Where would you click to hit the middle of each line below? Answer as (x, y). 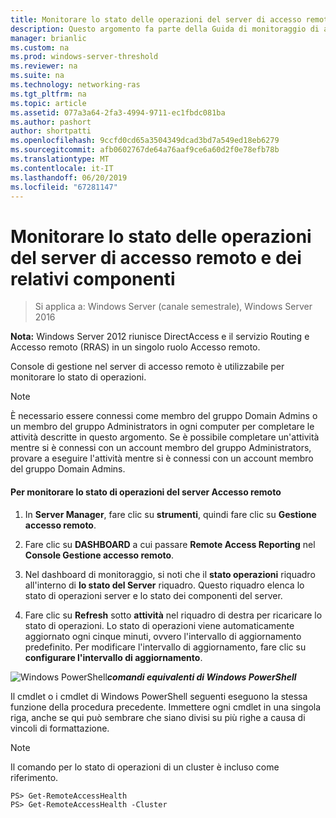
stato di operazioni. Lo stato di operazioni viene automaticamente (159, 625)
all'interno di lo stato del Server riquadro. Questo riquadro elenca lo (164, 585)
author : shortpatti (51, 131)
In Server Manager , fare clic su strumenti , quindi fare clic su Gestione (170, 514)
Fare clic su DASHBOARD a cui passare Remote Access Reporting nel (170, 544)
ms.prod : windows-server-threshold (84, 57)
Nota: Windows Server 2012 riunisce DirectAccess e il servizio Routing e (160, 337)
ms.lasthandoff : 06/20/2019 (69, 177)
